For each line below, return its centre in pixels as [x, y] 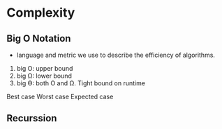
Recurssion [32, 118]
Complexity [41, 13]
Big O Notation [39, 38]
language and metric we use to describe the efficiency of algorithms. [116, 55]
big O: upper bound [45, 68]
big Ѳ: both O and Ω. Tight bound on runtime [81, 83]
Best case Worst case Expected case [60, 96]
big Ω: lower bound [44, 76]
